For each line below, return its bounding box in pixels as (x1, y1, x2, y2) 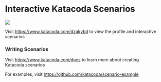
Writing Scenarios (5, 46, 49, 52)
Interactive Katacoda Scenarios (5, 3, 135, 15)
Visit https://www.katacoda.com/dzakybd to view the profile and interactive (5, 28, 157, 34)
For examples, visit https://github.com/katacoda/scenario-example (5, 71, 139, 77)
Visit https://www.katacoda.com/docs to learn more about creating (5, 57, 139, 63)
